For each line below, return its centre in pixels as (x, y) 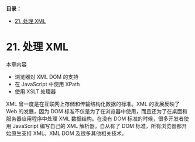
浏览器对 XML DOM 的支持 (47, 77)
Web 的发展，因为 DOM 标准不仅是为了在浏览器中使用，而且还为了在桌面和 (97, 111)
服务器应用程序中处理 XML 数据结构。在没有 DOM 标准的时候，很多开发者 (95, 119)
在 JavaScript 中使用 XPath (47, 84)
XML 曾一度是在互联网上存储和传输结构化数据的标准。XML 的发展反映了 (93, 104)
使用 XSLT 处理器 (35, 91)
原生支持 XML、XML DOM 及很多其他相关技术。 (69, 133)
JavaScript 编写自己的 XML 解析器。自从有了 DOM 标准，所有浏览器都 (97, 126)
